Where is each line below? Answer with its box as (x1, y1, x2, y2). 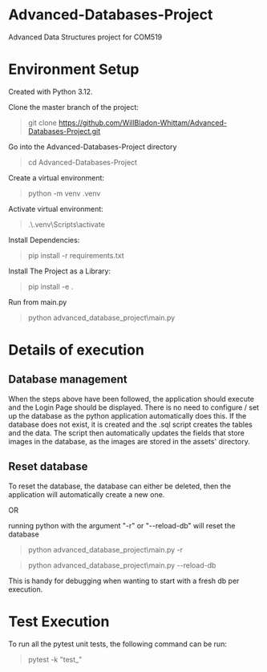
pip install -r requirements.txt (27, 250, 124, 260)
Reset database (8, 459, 88, 474)
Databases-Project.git (27, 126, 101, 136)
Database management (8, 373, 128, 387)
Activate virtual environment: (8, 204, 104, 213)
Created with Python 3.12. (8, 87, 94, 96)
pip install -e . (27, 281, 74, 291)
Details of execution (8, 341, 144, 359)
